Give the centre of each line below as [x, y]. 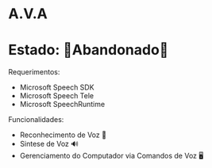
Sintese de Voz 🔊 [49, 144]
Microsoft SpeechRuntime [62, 105]
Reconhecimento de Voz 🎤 [63, 135]
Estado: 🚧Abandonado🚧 [89, 50]
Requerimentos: [34, 72]
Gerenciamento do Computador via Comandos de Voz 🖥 [112, 156]
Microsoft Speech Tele [57, 96]
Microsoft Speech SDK [57, 87]
